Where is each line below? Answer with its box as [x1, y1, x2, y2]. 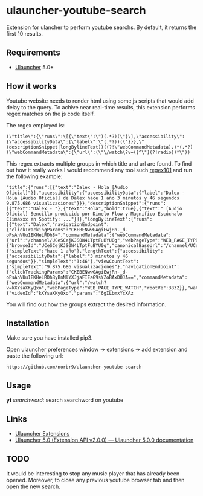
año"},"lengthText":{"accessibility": [65, 248, 164, 254]
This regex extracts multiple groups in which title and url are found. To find [6, 159, 192, 167]
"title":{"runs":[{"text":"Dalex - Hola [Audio [6, 184, 129, 190]
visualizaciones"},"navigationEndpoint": [73, 263, 180, 269]
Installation [6, 318, 50, 328]
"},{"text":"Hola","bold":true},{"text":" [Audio [54, 205, 182, 211]
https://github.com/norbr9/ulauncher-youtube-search [6, 364, 142, 370]
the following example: [6, 173, 63, 180]
